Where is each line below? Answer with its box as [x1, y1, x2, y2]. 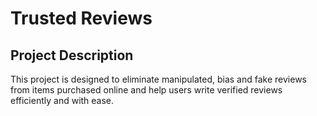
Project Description [10, 47, 134, 64]
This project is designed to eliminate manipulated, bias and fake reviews [10, 73, 307, 85]
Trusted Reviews [10, 7, 153, 30]
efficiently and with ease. [10, 95, 115, 106]
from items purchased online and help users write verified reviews [10, 84, 283, 96]
